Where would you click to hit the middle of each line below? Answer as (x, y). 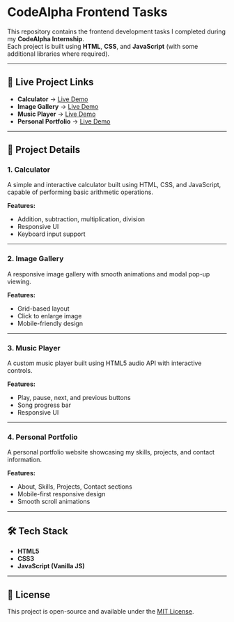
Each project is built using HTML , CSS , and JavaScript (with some (103, 46)
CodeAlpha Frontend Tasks (87, 12)
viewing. (19, 281)
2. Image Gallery (36, 259)
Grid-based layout (43, 309)
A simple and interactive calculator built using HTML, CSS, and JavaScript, (114, 185)
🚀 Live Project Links (50, 82)
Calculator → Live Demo (53, 99)
